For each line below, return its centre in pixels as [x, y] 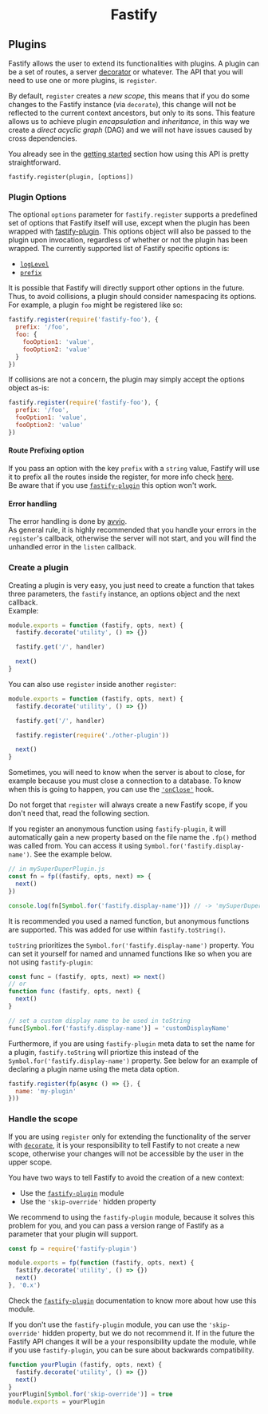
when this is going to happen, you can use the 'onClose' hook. [111, 789]
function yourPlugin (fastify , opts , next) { [85, 1364]
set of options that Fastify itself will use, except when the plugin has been [129, 223]
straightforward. [35, 162]
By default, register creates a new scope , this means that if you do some [129, 96]
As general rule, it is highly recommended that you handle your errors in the [132, 530]
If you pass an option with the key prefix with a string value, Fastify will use [134, 468]
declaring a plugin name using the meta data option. [94, 1068]
